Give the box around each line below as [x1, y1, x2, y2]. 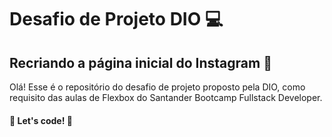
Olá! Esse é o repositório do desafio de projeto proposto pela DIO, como [9, 81, 306, 93]
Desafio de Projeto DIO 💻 [9, 8, 224, 31]
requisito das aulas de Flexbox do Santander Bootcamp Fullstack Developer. [9, 92, 323, 103]
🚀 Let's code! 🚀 [9, 114, 73, 126]
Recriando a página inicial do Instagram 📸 [9, 54, 272, 71]
